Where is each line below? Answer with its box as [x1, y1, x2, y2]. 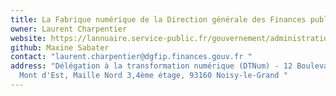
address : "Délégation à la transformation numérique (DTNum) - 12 [10, 61, 293, 71]
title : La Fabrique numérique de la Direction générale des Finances [10, 14, 307, 25]
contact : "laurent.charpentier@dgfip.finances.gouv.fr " [10, 52, 253, 62]
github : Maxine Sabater [10, 42, 110, 53]
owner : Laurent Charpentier [10, 24, 128, 34]
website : [10, 33, 47, 43]
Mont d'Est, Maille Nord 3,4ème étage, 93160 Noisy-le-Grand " [19, 71, 288, 81]
